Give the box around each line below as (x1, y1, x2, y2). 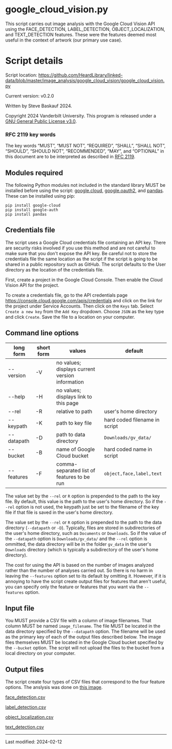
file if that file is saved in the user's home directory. (5, 509, 114, 515)
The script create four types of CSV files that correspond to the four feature (5, 679, 165, 685)
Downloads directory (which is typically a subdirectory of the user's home (5, 546, 159, 552)
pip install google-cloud (5, 203, 60, 208)
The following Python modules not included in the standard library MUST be (5, 182, 165, 188)
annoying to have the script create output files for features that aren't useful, (5, 578, 167, 584)
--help (8, 393, 26, 400)
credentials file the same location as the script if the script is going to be (5, 256, 158, 262)
